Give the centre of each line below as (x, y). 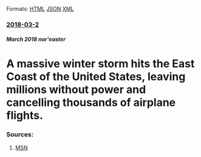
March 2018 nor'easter (36, 39)
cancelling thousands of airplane (91, 102)
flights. (25, 115)
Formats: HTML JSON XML (40, 9)
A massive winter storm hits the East (101, 64)
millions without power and (76, 89)
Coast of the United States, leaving (96, 76)
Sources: (20, 134)
